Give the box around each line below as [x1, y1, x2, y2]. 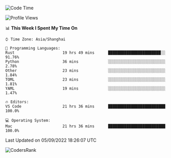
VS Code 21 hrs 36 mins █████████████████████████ [5, 104, 166, 109]
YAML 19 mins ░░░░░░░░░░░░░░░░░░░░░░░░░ [5, 86, 166, 91]
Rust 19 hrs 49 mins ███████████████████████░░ [5, 50, 166, 55]
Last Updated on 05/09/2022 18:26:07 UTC [5, 137, 97, 143]
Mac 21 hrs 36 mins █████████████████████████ [5, 124, 166, 129]
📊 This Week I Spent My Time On [5, 25, 78, 31]
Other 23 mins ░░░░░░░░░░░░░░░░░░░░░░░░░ [5, 68, 166, 73]
